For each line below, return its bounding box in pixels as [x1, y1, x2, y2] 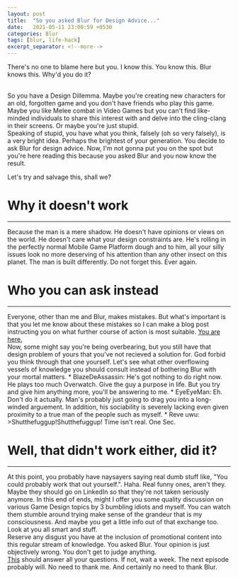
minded [7, 114, 30, 122]
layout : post [7, 10, 46, 18]
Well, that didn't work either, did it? [7, 443, 217, 458]
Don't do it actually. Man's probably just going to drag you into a [7, 395, 195, 403]
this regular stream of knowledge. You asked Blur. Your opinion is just [7, 540, 210, 548]
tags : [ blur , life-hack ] [7, 37, 81, 44]
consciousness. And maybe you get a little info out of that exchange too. [7, 517, 219, 526]
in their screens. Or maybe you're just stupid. [7, 122, 140, 129]
